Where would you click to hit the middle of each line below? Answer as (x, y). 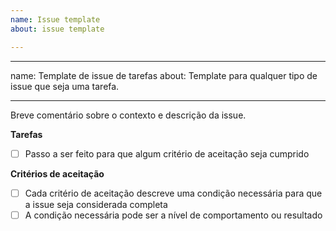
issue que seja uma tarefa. (65, 86)
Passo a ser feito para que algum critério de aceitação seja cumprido (167, 153)
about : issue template (57, 29)
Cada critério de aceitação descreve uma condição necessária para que (173, 193)
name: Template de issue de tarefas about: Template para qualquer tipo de (164, 75)
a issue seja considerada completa (96, 204)
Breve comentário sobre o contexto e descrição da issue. (128, 115)
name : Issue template (55, 19)
